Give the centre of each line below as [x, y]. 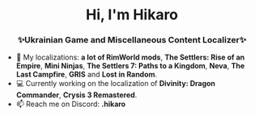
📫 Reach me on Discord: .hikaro [71, 104]
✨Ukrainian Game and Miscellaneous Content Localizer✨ [132, 40]
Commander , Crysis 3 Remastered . [76, 95]
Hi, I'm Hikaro [132, 15]
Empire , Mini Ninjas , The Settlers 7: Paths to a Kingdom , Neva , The [130, 66]
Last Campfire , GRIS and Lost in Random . [87, 75]
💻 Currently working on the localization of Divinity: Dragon [116, 84]
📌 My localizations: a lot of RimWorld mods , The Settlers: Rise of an [130, 57]
